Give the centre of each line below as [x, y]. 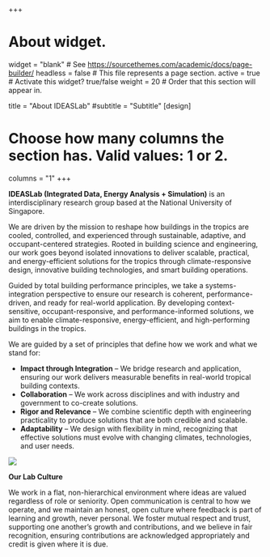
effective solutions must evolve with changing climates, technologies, [136, 437]
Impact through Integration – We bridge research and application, [131, 368]
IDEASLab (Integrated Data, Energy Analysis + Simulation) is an [116, 193]
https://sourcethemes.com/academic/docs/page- [170, 64]
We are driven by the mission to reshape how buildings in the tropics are [129, 227]
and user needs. [47, 445]
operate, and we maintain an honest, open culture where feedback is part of [135, 509]
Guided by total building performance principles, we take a [106, 285]
